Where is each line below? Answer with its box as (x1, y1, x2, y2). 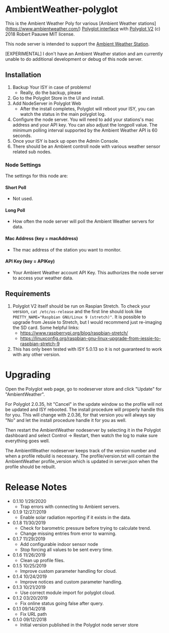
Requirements (5, 289, 50, 298)
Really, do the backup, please (20, 90, 82, 96)
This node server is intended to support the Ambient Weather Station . (5, 40, 150, 47)
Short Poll (5, 184, 27, 190)
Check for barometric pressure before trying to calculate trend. (20, 525, 151, 531)
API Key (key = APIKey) (5, 258, 55, 264)
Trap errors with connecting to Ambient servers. (20, 503, 120, 510)
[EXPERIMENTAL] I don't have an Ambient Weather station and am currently (5, 51, 163, 57)
